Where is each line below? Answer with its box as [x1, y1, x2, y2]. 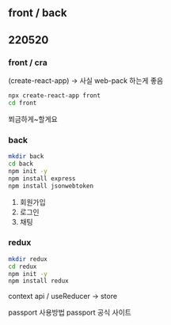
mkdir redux [8, 255, 47, 263]
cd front [8, 99, 37, 107]
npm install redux [8, 277, 69, 285]
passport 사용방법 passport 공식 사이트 [8, 308, 132, 317]
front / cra [8, 57, 47, 68]
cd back [8, 160, 34, 168]
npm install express [8, 174, 77, 183]
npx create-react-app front [8, 92, 101, 100]
